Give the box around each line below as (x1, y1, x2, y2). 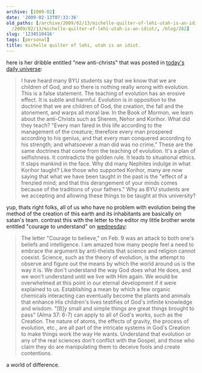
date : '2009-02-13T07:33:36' (6, 14, 79, 20)
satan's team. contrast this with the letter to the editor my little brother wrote (6, 216, 195, 223)
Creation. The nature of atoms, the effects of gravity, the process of (20, 317, 189, 325)
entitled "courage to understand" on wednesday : (6, 223, 127, 230)
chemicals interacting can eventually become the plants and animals (20, 292, 191, 299)
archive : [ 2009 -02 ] (6, 8, 55, 15)
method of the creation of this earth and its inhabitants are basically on (6, 210, 182, 217)
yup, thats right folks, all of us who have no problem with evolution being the (6, 203, 195, 211)
